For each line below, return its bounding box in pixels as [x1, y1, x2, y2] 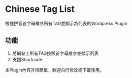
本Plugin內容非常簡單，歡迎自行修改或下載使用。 [5, 67, 104, 73]
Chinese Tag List [5, 3, 75, 15]
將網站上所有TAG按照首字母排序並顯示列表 [12, 50, 99, 56]
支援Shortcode [12, 56, 43, 62]
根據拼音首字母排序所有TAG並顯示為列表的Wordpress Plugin [5, 20, 127, 26]
